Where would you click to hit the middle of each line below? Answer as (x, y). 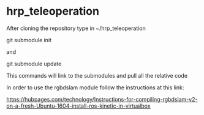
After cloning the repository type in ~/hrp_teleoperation (76, 28)
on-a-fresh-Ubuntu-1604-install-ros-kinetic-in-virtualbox (79, 106)
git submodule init (29, 40)
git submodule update (34, 64)
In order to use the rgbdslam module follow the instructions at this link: (95, 87)
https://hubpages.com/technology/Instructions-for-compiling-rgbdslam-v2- (102, 99)
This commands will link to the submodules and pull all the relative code (97, 75)
